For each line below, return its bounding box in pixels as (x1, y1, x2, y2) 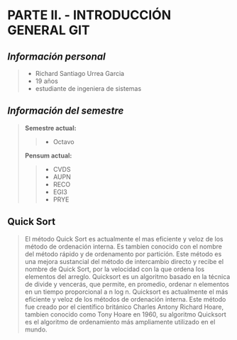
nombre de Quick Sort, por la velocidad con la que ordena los (24, 265, 204, 273)
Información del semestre (7, 105, 124, 117)
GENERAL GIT (7, 22, 90, 38)
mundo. (24, 325, 48, 334)
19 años (35, 77, 58, 85)
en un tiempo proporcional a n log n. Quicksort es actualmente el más (24, 287, 228, 296)
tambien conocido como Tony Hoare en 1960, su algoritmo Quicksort (24, 309, 226, 319)
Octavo (53, 137, 75, 146)
